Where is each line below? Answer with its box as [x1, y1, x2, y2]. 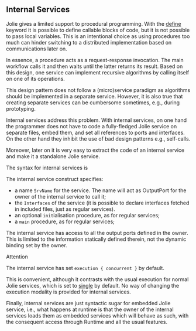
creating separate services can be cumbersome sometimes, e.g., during [6, 99, 180, 106]
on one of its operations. [6, 75, 66, 82]
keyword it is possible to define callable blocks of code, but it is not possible [6, 26, 190, 33]
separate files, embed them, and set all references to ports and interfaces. [6, 129, 185, 136]
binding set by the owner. [6, 241, 67, 248]
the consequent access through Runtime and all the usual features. [6, 318, 168, 325]
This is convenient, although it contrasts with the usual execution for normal [6, 275, 189, 283]
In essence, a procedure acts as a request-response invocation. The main [6, 56, 184, 63]
